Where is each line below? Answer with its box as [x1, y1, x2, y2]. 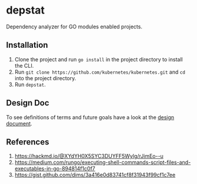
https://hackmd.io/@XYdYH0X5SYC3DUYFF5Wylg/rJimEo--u [14, 153, 163, 160]
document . [6, 120, 32, 127]
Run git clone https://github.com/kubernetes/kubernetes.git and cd [14, 68, 185, 75]
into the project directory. [14, 74, 76, 81]
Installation [6, 40, 48, 50]
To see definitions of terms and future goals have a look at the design [6, 113, 175, 121]
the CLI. [14, 62, 34, 69]
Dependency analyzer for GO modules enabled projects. [6, 23, 143, 30]
